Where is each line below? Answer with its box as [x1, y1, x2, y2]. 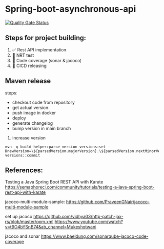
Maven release [5, 77, 51, 85]
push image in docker [12, 110, 56, 115]
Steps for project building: [5, 34, 86, 42]
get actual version [12, 104, 49, 111]
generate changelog [12, 120, 53, 126]
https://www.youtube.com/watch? [54, 219, 123, 225]
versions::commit [5, 153, 41, 158]
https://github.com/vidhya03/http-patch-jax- [33, 214, 123, 220]
